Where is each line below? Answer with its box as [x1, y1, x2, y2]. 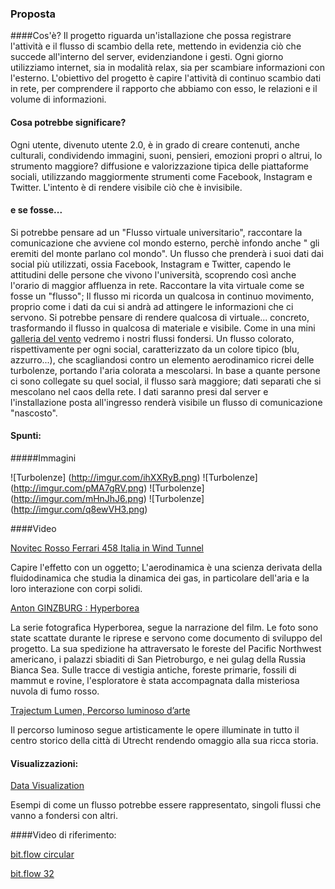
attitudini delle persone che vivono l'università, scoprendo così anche [10, 268, 297, 281]
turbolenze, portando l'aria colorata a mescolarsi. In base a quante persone [10, 364, 321, 376]
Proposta [10, 7, 56, 21]
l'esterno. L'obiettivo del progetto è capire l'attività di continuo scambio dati [10, 72, 322, 84]
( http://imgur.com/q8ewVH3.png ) [10, 503, 148, 515]
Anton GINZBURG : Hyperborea [10, 602, 140, 614]
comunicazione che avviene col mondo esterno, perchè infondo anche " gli [10, 237, 320, 249]
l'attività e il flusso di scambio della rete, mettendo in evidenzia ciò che [10, 40, 302, 52]
